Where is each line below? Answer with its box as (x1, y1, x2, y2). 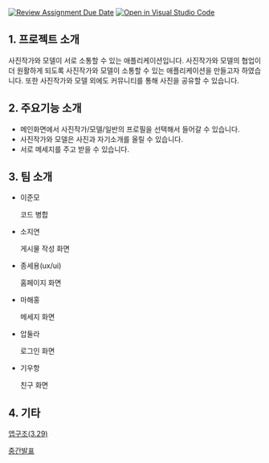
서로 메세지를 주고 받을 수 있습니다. (19, 144, 130, 154)
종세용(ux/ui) (19, 261, 62, 270)
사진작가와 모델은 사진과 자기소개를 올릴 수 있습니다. (19, 134, 183, 144)
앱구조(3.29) (8, 429, 48, 439)
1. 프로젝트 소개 (8, 33, 80, 47)
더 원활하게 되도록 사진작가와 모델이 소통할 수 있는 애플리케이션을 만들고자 (8, 65, 240, 75)
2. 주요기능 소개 (8, 101, 82, 116)
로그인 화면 (19, 346, 55, 356)
